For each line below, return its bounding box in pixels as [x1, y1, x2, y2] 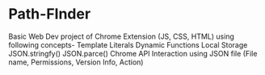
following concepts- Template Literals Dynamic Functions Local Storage [8, 40, 248, 49]
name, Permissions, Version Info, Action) [8, 57, 144, 67]
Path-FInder [8, 5, 91, 23]
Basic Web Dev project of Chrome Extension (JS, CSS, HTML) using [8, 31, 234, 41]
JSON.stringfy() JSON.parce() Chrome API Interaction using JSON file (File [8, 48, 258, 58]
